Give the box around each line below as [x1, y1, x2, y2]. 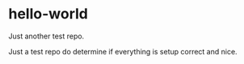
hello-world [8, 5, 89, 23]
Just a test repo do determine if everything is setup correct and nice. [8, 46, 238, 56]
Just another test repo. [8, 31, 85, 41]
